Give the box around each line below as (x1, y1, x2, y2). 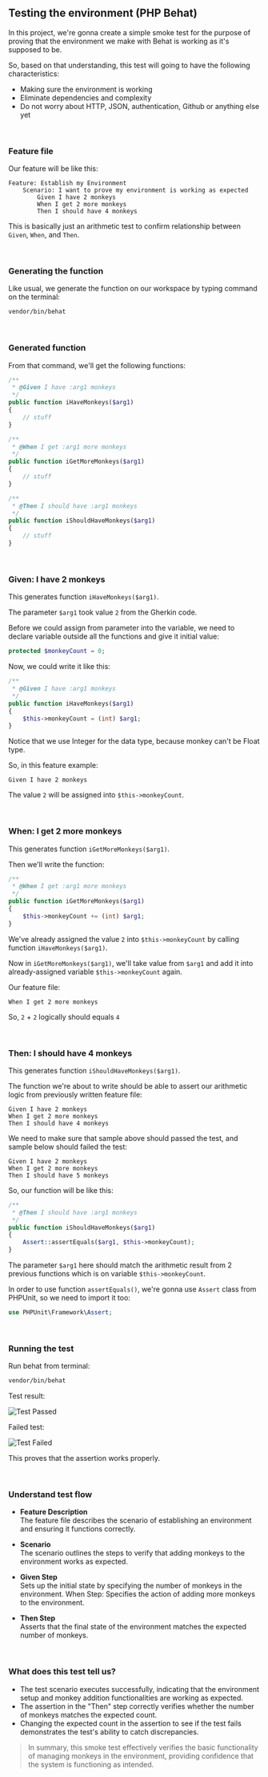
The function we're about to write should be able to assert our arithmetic (8, 1081, 248, 1090)
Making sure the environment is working (19, 84, 154, 94)
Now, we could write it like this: (8, 662, 110, 671)
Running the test (8, 1343, 74, 1354)
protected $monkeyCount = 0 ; (8, 647, 106, 655)
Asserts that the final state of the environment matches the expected (19, 1622, 246, 1632)
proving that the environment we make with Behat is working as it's (8, 36, 230, 46)
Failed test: (8, 1422, 45, 1432)
